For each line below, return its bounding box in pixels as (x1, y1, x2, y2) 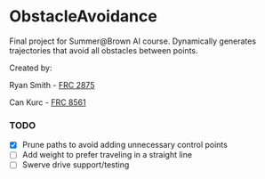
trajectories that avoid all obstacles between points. (9, 45, 198, 55)
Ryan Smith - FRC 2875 (9, 79, 95, 90)
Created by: (9, 62, 52, 73)
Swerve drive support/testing (21, 159, 130, 170)
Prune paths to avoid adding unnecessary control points (21, 140, 229, 151)
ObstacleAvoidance (9, 6, 157, 27)
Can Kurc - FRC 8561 (9, 96, 86, 108)
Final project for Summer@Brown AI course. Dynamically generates (9, 36, 256, 46)
